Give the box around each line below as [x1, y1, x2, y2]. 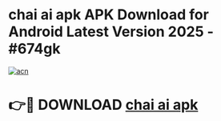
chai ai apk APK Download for [8, 6, 210, 24]
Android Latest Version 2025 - [8, 22, 215, 41]
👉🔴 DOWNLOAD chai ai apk [8, 96, 199, 114]
